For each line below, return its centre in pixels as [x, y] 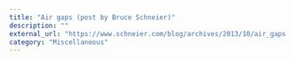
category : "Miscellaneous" [59, 42]
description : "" [39, 26]
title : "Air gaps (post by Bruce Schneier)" [92, 17]
